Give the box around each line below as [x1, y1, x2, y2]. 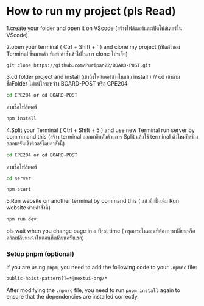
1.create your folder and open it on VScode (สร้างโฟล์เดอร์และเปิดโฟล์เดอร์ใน [6, 24, 183, 32]
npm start [6, 186, 32, 192]
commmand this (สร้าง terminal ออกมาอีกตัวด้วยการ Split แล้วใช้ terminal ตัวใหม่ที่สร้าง [6, 133, 199, 140]
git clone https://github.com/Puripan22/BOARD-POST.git [6, 62, 151, 68]
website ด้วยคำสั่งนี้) [6, 204, 51, 211]
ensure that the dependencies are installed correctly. [6, 293, 139, 301]
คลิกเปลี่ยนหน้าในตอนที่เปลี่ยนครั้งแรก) [6, 234, 84, 242]
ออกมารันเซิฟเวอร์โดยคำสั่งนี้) [6, 139, 65, 147]
